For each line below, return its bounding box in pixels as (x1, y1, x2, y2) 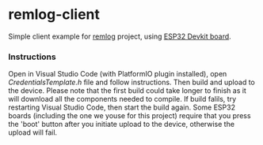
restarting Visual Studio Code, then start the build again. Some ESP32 (8, 102, 236, 112)
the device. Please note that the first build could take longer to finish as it (8, 86, 247, 95)
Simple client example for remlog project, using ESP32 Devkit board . (8, 32, 231, 41)
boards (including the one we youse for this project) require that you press (8, 111, 251, 121)
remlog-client (8, 6, 101, 24)
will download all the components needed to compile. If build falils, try (8, 95, 237, 104)
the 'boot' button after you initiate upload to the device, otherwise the (8, 120, 235, 129)
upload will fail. (8, 128, 58, 137)
